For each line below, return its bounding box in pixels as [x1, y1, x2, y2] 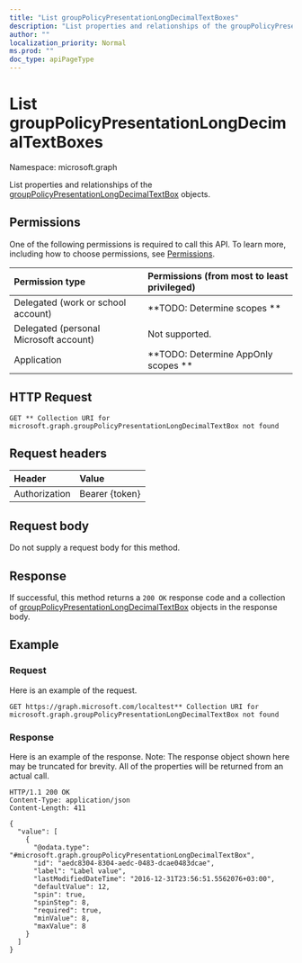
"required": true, [32, 905, 102, 914]
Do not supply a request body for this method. [9, 542, 181, 553]
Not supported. [147, 328, 212, 340]
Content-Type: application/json [9, 796, 130, 805]
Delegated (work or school [13, 296, 127, 309]
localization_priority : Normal [9, 38, 127, 48]
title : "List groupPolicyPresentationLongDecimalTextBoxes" [9, 13, 240, 22]
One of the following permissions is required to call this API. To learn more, [9, 238, 287, 249]
